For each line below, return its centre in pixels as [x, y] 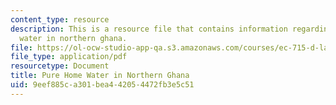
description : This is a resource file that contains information [149, 29]
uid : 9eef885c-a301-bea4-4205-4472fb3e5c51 [102, 85]
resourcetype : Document [60, 66]
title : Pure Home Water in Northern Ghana [100, 76]
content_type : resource [60, 19]
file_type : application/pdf [69, 57]
